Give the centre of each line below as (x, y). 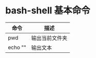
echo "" (17, 47)
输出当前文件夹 (49, 38)
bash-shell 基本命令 (48, 11)
